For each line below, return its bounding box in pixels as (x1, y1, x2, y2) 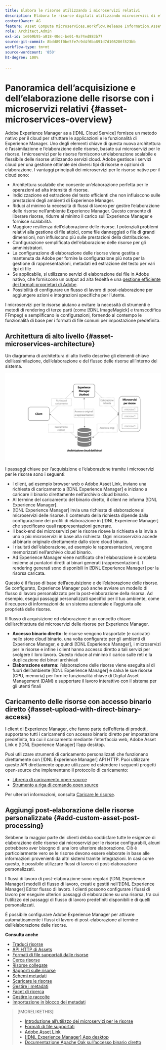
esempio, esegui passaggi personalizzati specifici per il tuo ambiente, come (5, 596, 160, 601)
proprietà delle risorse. (5, 606, 52, 612)
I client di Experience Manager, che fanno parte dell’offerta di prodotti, (5, 726, 148, 732)
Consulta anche (5, 932, 39, 938)
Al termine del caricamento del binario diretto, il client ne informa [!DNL (12, 497, 157, 502)
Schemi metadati (12, 973, 47, 979)
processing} (5, 821, 44, 830)
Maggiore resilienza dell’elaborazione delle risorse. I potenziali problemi (12, 224, 158, 230)
